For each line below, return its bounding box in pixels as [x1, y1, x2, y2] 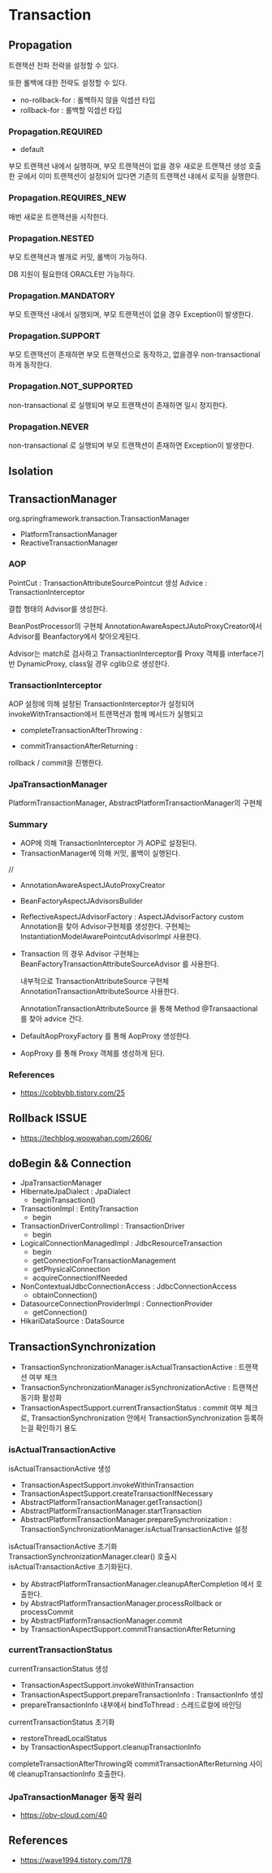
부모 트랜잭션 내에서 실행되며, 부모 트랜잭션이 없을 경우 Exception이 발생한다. [8, 310, 254, 319]
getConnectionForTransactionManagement [32, 1255, 176, 1265]
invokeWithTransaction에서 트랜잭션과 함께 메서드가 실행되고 [8, 709, 204, 718]
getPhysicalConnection [32, 1264, 110, 1274]
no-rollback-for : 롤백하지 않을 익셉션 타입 [19, 95, 156, 105]
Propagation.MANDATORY [8, 290, 115, 301]
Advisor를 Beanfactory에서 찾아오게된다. [8, 631, 140, 641]
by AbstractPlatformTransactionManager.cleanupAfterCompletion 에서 [19, 1579, 254, 1589]
